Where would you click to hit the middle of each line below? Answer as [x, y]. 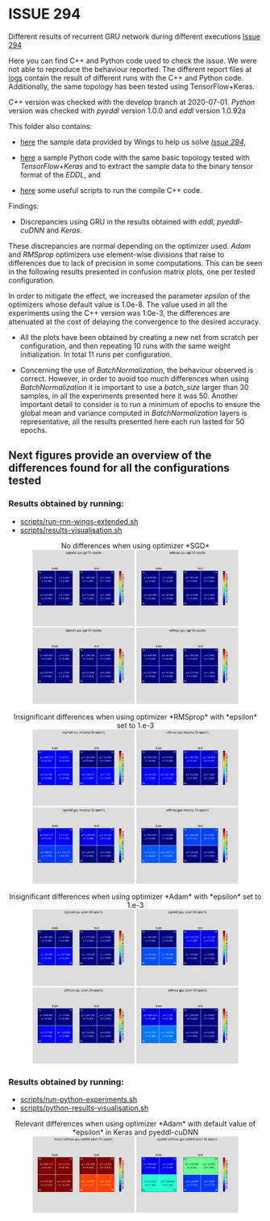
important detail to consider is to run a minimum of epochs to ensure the [140, 404]
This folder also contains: [50, 126]
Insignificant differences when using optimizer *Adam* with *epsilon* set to [135, 896]
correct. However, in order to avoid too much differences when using [134, 378]
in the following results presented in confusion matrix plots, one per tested [132, 271]
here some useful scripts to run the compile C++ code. [111, 190]
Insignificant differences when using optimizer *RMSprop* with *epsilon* [135, 717]
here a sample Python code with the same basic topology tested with [135, 157]
